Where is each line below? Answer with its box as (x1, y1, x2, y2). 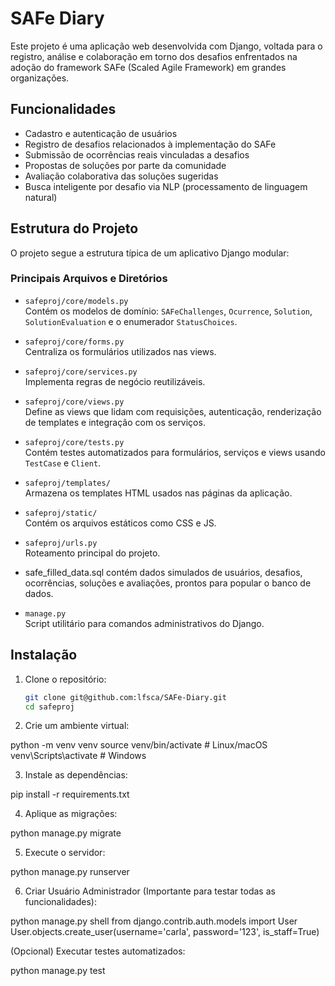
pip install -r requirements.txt (10, 788, 130, 801)
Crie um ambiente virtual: (24, 720, 130, 732)
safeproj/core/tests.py (24, 437, 125, 447)
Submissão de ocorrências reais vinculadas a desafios (24, 148, 250, 161)
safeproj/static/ (24, 508, 98, 518)
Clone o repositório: (24, 673, 107, 685)
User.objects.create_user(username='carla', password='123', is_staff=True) (10, 926, 320, 938)
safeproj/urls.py (24, 538, 98, 548)
